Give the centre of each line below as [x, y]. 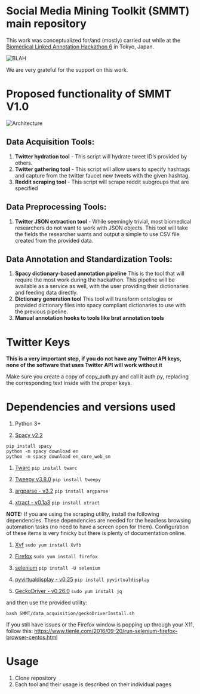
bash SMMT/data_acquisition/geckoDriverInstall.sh [70, 614]
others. [24, 163]
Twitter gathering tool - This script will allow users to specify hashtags [102, 169]
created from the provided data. [54, 240]
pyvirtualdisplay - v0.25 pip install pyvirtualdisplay [82, 580]
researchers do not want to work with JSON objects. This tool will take [101, 228]
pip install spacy [29, 447]
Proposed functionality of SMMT [89, 94]
